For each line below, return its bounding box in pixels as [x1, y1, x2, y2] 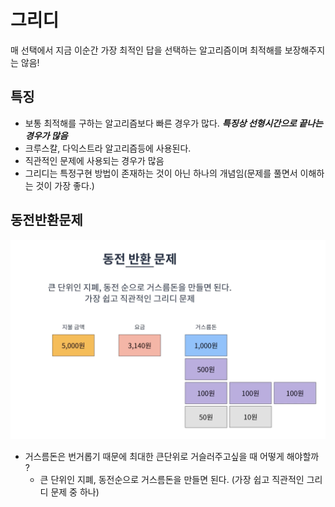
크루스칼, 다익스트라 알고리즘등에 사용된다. [24, 142, 192, 154]
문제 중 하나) [50, 486, 100, 498]
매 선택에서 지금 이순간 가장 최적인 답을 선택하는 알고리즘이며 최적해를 [10, 44, 283, 56]
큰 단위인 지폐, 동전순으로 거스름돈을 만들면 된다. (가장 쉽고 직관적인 [39, 473, 305, 485]
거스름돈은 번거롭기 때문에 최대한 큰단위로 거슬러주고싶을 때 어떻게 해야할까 [24, 450, 320, 462]
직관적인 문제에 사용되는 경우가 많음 [24, 154, 165, 166]
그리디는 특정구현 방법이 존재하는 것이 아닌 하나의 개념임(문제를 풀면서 [24, 167, 298, 179]
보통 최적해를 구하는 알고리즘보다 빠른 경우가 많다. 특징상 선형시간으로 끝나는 [24, 117, 323, 129]
